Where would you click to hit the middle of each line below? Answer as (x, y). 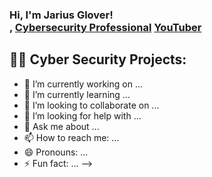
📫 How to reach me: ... (71, 137)
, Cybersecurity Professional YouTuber (105, 27)
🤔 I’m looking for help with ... (82, 115)
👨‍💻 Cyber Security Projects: (98, 59)
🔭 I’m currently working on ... (83, 84)
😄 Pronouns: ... (56, 152)
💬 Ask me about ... (61, 126)
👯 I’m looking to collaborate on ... (91, 105)
